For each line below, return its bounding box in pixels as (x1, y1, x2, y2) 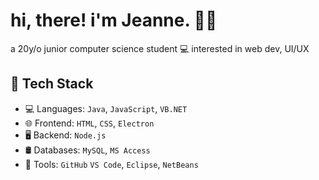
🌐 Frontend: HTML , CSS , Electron (24, 117, 155, 129)
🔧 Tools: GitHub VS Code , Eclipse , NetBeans (24, 158, 199, 170)
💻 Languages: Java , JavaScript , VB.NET (24, 102, 188, 114)
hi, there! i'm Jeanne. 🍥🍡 (10, 9, 218, 32)
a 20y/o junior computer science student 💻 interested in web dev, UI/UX (10, 42, 310, 54)
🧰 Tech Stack (10, 75, 94, 93)
